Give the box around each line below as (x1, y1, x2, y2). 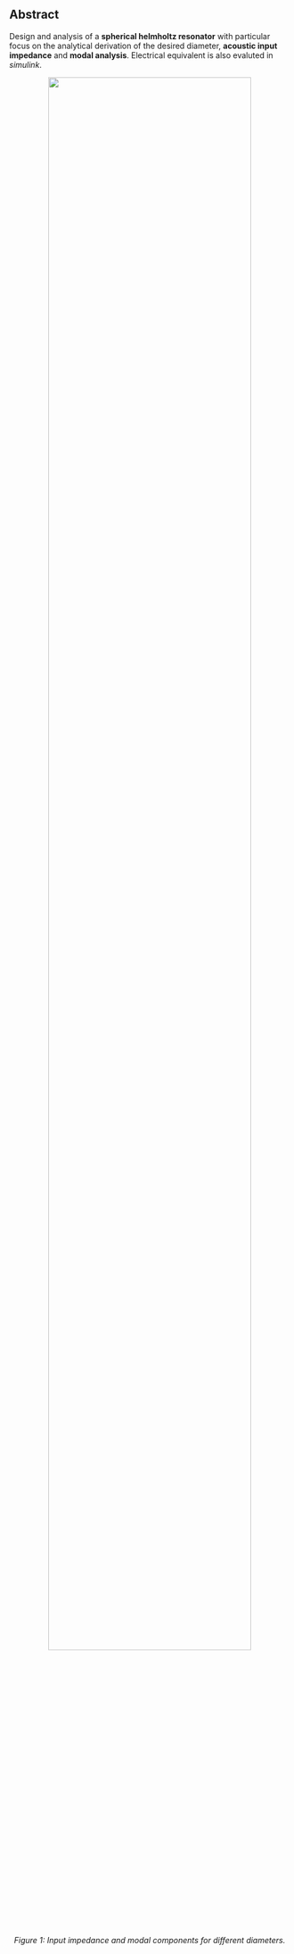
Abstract (9, 7, 60, 22)
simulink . (9, 59, 43, 70)
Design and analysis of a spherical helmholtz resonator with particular (9, 30, 271, 41)
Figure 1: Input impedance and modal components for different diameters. (13, 1934, 286, 1945)
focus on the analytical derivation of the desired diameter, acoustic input (9, 40, 278, 51)
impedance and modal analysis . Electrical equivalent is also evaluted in (9, 49, 274, 61)
